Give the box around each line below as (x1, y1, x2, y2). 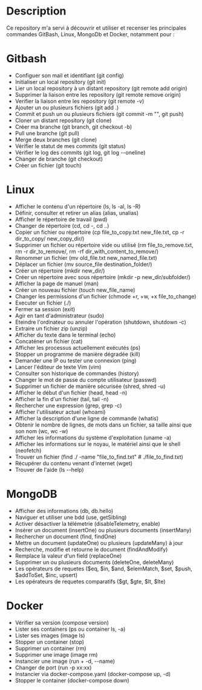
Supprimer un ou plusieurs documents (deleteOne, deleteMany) (15, 558, 174, 566)
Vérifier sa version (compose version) (15, 619, 109, 626)
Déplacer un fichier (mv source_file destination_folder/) (15, 260, 152, 268)
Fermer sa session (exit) (15, 305, 76, 312)
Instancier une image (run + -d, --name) (15, 657, 116, 665)
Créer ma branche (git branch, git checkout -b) (15, 123, 132, 131)
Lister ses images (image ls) (15, 631, 85, 639)
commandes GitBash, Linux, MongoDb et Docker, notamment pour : (6, 30, 175, 37)
